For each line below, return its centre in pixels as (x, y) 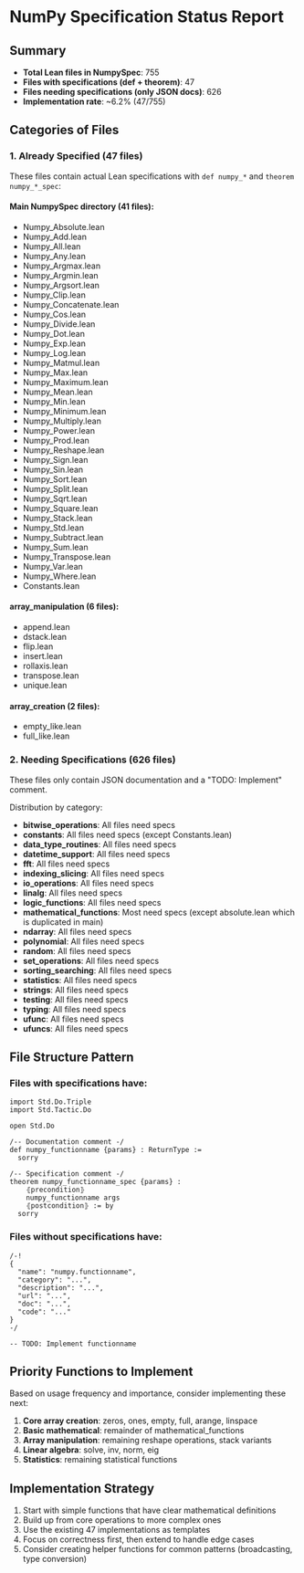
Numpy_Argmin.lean (60, 275)
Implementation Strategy (82, 1489)
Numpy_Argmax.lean (62, 266)
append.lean (46, 627)
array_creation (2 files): (55, 706)
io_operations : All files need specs (88, 883)
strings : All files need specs (76, 990)
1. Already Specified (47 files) (76, 156)
